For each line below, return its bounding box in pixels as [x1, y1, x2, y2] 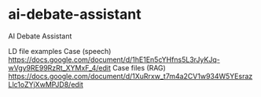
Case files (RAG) [112, 63, 167, 72]
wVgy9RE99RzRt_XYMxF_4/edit [8, 63, 112, 72]
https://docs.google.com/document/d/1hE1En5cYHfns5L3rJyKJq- [8, 55, 220, 64]
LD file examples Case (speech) [8, 46, 112, 56]
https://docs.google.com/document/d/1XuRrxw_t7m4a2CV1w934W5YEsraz [8, 71, 253, 81]
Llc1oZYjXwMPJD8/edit [8, 80, 84, 89]
